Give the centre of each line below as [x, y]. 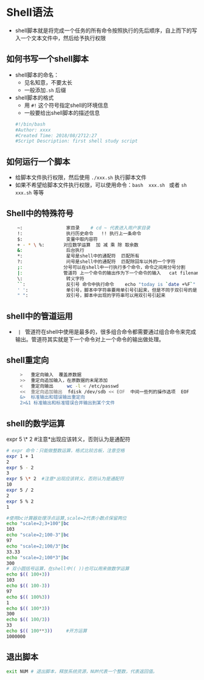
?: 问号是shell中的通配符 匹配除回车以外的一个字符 [97, 262]
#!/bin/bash [30, 124]
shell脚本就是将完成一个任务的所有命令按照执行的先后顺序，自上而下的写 [106, 30]
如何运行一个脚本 [38, 161]
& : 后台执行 [51, 250]
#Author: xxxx [33, 130]
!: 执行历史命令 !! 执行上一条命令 [79, 233]
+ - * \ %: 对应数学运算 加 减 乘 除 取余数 [78, 245]
